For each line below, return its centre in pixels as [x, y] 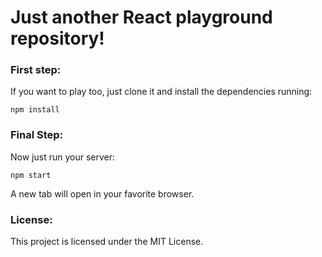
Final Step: [37, 135]
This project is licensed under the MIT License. [107, 242]
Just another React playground [141, 17]
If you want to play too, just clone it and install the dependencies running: [161, 92]
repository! [57, 38]
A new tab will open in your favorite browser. [102, 193]
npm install [35, 110]
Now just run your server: [62, 157]
